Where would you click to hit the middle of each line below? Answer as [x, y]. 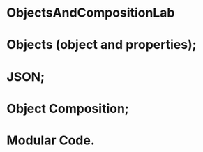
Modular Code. [51, 140]
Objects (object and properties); [101, 45]
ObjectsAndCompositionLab [91, 13]
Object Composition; [68, 108]
